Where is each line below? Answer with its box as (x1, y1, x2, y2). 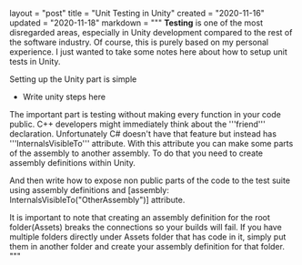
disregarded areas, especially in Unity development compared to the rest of (9, 27, 293, 37)
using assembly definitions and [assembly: (9, 185, 170, 195)
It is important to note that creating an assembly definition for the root (9, 212, 271, 222)
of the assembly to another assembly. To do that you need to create (9, 148, 264, 158)
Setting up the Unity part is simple (9, 74, 137, 85)
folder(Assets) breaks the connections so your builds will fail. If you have (9, 222, 282, 232)
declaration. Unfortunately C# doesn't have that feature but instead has (9, 128, 277, 139)
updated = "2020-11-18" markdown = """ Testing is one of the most (9, 17, 264, 28)
